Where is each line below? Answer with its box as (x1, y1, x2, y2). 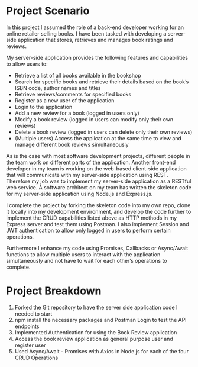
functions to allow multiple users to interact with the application (6, 250, 161, 258)
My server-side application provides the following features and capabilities (6, 54, 188, 61)
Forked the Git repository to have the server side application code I (14, 304, 178, 311)
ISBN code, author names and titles (14, 84, 101, 91)
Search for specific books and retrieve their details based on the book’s (14, 78, 189, 85)
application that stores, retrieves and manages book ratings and (17, 36, 173, 43)
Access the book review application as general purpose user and (14, 335, 173, 342)
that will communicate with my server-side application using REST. (6, 171, 168, 178)
